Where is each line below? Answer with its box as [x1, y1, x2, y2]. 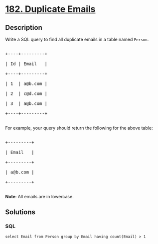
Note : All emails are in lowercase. [5, 194, 74, 199]
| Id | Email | [5, 61, 47, 67]
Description [5, 23, 42, 32]
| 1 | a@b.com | [5, 81, 47, 86]
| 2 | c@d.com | [5, 91, 47, 96]
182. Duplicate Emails [5, 3, 96, 15]
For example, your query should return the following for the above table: [5, 125, 153, 131]
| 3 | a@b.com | [5, 101, 47, 106]
